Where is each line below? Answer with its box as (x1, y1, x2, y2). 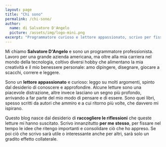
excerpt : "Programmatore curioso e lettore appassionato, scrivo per (5, 35, 152, 40)
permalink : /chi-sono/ (5, 16, 52, 21)
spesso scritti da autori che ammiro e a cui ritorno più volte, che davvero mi (5, 100, 159, 106)
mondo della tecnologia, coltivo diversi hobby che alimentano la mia (5, 59, 143, 65)
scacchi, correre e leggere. (5, 69, 60, 75)
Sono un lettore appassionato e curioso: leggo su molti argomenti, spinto (5, 79, 155, 85)
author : (5, 21, 21, 26)
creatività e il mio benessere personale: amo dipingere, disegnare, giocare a (5, 64, 160, 70)
